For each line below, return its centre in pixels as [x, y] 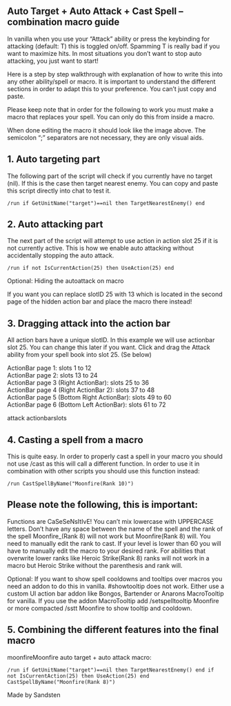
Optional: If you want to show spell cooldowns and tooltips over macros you [115, 578]
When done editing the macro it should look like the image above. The [107, 130]
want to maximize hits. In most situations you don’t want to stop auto [104, 53]
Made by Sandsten [34, 695]
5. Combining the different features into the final [113, 630]
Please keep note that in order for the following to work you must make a [110, 109]
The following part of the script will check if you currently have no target [110, 176]
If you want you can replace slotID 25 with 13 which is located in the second [115, 294]
